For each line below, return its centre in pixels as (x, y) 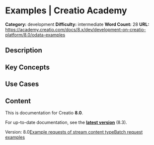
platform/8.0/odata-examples (35, 35)
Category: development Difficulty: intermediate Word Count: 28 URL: (77, 24)
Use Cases (22, 84)
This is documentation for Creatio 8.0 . (44, 113)
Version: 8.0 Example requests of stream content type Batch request (74, 132)
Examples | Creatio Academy (66, 11)
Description (24, 50)
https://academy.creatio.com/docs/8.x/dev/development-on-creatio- (76, 29)
